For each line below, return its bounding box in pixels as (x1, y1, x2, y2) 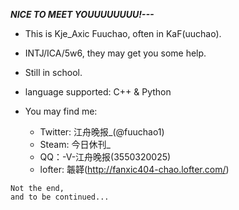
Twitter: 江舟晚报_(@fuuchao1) (39, 126, 165, 138)
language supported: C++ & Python (24, 86, 172, 98)
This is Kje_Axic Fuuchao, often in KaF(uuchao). (24, 28, 222, 39)
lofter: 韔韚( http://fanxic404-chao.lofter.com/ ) (39, 164, 230, 175)
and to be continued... (10, 192, 110, 202)
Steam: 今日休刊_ (39, 139, 111, 150)
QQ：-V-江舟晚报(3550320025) (39, 151, 172, 163)
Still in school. (24, 67, 83, 78)
